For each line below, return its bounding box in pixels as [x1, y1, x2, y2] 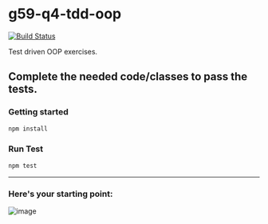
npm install [8, 125, 48, 133]
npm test [8, 162, 37, 170]
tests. [8, 82, 38, 96]
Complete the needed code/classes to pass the [8, 70, 248, 84]
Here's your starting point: [8, 188, 113, 199]
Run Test [8, 143, 44, 154]
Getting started [8, 106, 69, 118]
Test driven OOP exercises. [8, 46, 98, 56]
